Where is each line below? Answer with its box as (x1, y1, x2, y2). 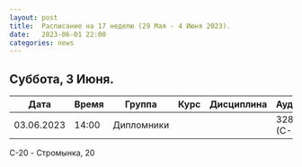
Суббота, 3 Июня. (9, 71, 114, 86)
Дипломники (112, 119, 170, 131)
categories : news (9, 38, 75, 48)
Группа (124, 98, 157, 110)
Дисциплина (209, 98, 268, 110)
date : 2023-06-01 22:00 (9, 30, 106, 39)
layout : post (9, 13, 58, 22)
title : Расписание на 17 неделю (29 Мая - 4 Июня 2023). (9, 22, 231, 31)
